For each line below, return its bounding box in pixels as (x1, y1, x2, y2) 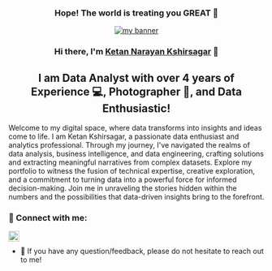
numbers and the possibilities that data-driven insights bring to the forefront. (8, 192, 265, 202)
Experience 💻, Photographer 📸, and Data (31, 84, 242, 98)
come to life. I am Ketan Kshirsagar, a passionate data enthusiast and (8, 131, 240, 141)
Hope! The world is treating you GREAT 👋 (54, 7, 219, 19)
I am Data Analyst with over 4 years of (37, 71, 235, 84)
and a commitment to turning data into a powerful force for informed (8, 174, 237, 185)
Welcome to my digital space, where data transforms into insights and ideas (8, 123, 262, 133)
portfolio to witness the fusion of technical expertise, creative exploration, (8, 166, 256, 176)
